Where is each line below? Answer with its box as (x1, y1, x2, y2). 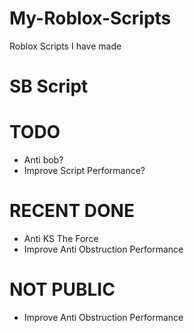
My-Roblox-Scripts (9, 7, 172, 30)
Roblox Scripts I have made (9, 40, 122, 52)
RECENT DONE (9, 200, 135, 222)
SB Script (9, 75, 89, 98)
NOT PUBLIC (9, 278, 116, 301)
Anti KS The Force (23, 233, 99, 244)
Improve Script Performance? (23, 165, 146, 177)
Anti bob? (23, 154, 64, 166)
